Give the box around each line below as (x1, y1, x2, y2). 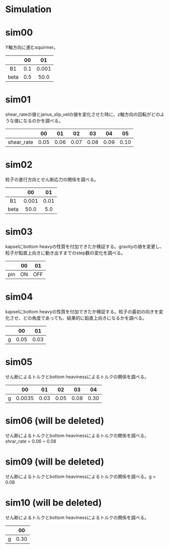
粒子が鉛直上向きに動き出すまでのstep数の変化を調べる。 (5, 250, 126, 256)
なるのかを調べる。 (22, 118, 63, 124)
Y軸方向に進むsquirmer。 (5, 44, 58, 50)
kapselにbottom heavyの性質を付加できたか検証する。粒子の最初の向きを (5, 309, 159, 315)
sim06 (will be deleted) (5, 415, 105, 426)
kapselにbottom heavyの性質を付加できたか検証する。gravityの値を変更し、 (5, 243, 165, 250)
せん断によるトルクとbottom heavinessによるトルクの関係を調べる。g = (5, 473, 156, 479)
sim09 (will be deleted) (5, 456, 105, 467)
